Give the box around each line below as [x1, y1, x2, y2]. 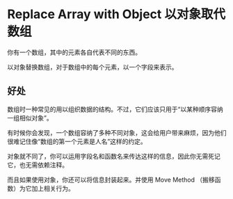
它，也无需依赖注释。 [7, 161, 68, 169]
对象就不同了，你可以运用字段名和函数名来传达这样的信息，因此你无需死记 [7, 152, 220, 160]
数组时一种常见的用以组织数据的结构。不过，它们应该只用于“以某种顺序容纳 [7, 105, 224, 113]
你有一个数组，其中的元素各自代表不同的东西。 [7, 48, 141, 56]
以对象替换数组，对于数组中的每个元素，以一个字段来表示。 [7, 63, 178, 71]
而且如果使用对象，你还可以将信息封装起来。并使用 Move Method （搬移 [7, 175, 215, 184]
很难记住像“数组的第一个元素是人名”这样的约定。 [7, 137, 147, 145]
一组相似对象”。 [7, 113, 54, 122]
